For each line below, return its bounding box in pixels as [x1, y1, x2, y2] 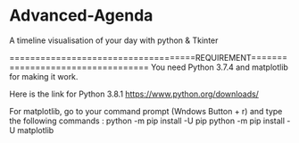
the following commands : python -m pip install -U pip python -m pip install [9, 115, 286, 126]
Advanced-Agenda [9, 5, 154, 26]
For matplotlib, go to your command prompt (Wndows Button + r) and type [9, 105, 283, 116]
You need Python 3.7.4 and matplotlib [151, 62, 288, 72]
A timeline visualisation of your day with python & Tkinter [9, 35, 219, 46]
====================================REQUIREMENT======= [9, 52, 288, 63]
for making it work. [9, 71, 79, 81]
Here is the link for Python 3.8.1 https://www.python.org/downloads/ [9, 88, 259, 99]
